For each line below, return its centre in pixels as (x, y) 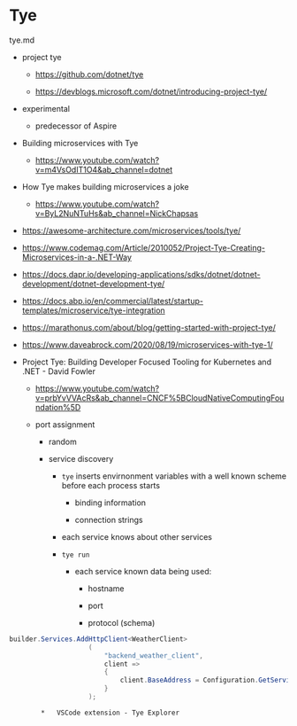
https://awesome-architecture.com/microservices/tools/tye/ (131, 230)
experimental (46, 108)
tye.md (22, 40)
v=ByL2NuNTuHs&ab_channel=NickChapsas (117, 213)
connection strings (109, 519)
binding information (110, 503)
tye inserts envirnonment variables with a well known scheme (174, 476)
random (63, 441)
